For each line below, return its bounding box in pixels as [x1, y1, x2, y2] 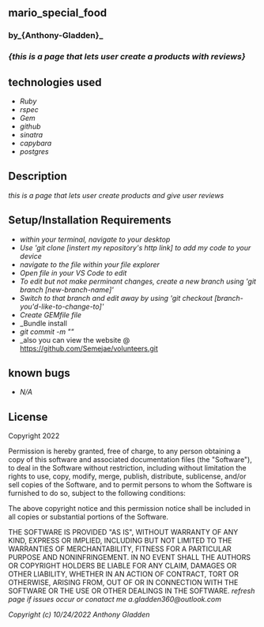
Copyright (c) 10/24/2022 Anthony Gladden [8, 610, 150, 619]
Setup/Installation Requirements [8, 213, 172, 227]
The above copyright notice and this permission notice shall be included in [8, 504, 251, 513]
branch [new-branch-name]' [19, 284, 115, 295]
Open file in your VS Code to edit [19, 268, 127, 277]
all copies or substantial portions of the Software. [8, 512, 168, 522]
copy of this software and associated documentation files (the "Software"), [8, 455, 253, 464]
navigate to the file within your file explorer [19, 260, 160, 269]
